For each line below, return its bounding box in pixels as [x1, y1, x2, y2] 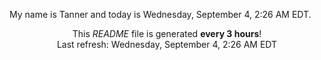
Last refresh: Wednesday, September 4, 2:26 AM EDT [56, 39, 278, 50]
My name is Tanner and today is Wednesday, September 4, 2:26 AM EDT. [9, 9, 312, 20]
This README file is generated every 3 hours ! [72, 28, 262, 39]
